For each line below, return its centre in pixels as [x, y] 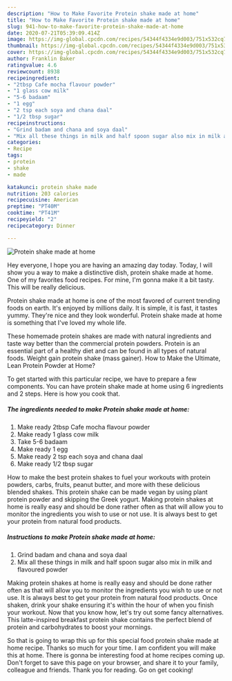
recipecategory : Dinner [41, 226]
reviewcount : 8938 [33, 71]
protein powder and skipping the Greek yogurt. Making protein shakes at [110, 499]
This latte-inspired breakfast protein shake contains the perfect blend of [110, 619]
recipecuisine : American [43, 200]
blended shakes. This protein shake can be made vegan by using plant [108, 492]
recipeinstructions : [37, 123]
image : [17, 39]
